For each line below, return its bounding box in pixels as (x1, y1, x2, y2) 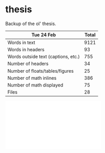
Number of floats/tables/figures (7, 68, 74, 74)
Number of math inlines (7, 75, 57, 81)
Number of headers (7, 60, 49, 67)
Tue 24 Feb (31, 32, 56, 38)
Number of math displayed (7, 82, 64, 88)
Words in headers (7, 46, 45, 52)
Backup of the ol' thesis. (5, 20, 57, 27)
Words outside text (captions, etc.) (7, 54, 80, 60)
